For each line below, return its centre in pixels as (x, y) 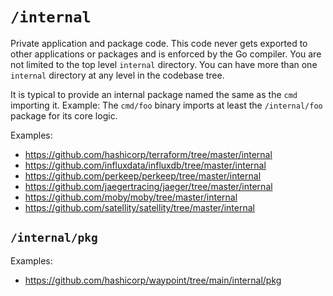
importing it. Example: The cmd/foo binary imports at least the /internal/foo (166, 105)
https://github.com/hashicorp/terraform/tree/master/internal (148, 154)
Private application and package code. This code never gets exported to (159, 43)
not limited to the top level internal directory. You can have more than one (164, 64)
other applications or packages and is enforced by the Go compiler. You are (166, 54)
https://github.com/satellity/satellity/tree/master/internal (139, 207)
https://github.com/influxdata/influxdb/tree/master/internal (145, 165)
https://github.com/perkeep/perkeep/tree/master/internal (143, 175)
